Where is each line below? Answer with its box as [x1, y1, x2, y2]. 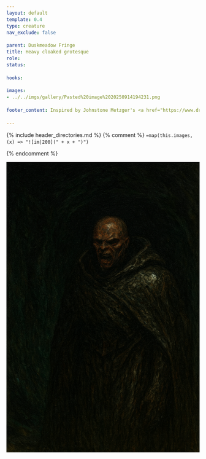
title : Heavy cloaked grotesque [6, 49, 89, 55]
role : [6, 55, 20, 61]
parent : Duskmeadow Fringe [6, 42, 75, 49]
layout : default [6, 10, 48, 16]
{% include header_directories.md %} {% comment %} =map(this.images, [6, 131, 193, 138]
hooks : [6, 74, 23, 81]
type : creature [6, 23, 45, 29]
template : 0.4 [6, 16, 43, 23]
